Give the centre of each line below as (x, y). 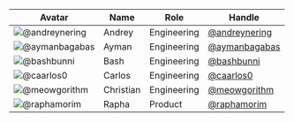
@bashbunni (234, 61)
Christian (122, 90)
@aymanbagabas (244, 46)
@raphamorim (237, 104)
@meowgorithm (241, 90)
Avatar (54, 17)
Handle (244, 17)
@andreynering (240, 32)
